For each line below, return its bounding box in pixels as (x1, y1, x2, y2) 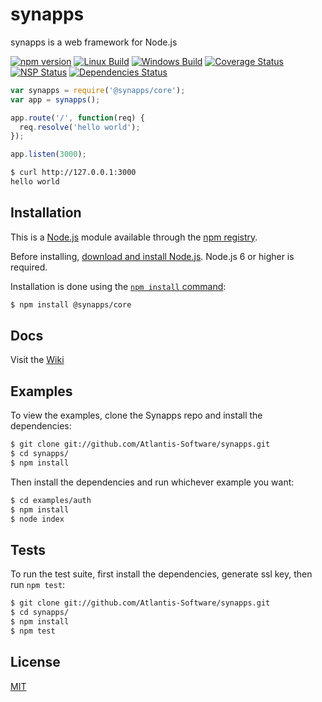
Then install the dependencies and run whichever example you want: (10, 476, 295, 488)
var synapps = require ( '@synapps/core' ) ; (10, 85, 186, 95)
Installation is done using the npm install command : (10, 280, 227, 292)
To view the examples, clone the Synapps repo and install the (10, 409, 263, 422)
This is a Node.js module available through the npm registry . (10, 231, 258, 243)
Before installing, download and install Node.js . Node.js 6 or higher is (10, 250, 295, 262)
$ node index (10, 514, 65, 524)
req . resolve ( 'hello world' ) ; (19, 122, 141, 132)
